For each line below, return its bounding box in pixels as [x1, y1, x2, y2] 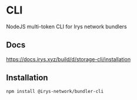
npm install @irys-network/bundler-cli [6, 88, 104, 94]
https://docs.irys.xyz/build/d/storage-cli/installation [6, 55, 131, 62]
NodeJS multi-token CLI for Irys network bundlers [6, 23, 128, 30]
